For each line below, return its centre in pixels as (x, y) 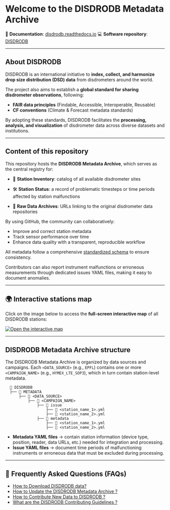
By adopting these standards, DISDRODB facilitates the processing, (76, 120)
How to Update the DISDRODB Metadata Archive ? (65, 491)
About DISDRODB (33, 62)
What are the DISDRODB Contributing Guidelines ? (65, 502)
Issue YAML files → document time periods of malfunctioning (77, 448)
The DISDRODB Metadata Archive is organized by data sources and (76, 362)
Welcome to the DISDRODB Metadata (85, 9)
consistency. (18, 257)
